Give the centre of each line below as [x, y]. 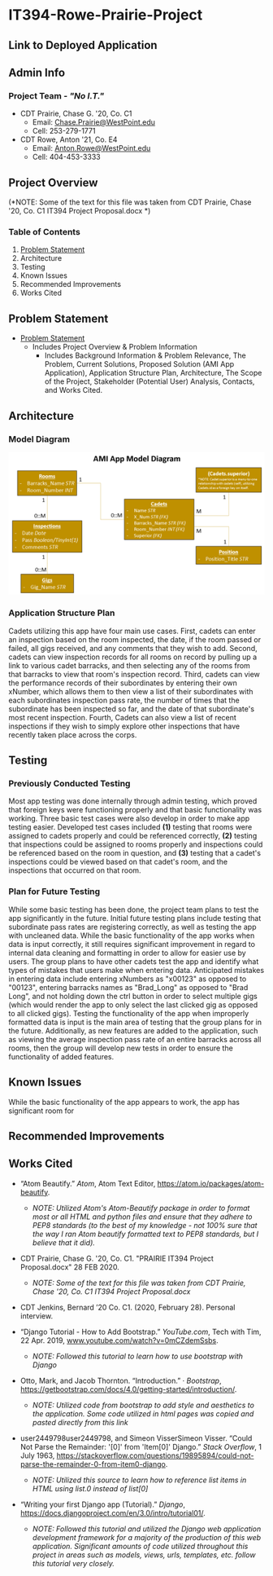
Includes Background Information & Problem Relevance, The [145, 355]
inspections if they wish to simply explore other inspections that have [124, 726]
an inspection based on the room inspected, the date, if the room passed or [135, 639]
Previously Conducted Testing [69, 784]
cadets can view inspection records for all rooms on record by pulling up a [133, 657]
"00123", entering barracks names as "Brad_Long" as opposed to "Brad [128, 987]
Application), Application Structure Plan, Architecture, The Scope [153, 373]
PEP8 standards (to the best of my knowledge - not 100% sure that [145, 1225]
